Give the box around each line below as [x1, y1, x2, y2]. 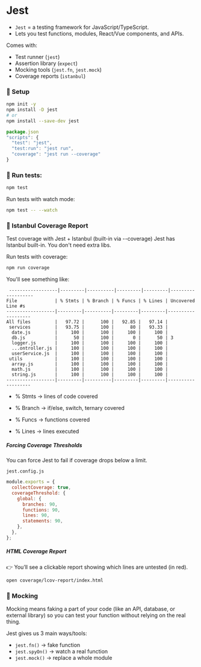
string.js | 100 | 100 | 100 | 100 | [11, 371, 169, 378]
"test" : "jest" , [11, 140, 52, 146]
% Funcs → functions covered [14, 416, 90, 423]
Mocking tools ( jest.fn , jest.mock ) [14, 66, 102, 73]
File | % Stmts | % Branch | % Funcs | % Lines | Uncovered [6, 298, 196, 304]
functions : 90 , [22, 507, 61, 513]
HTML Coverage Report [6, 548, 67, 555]
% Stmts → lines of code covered [14, 392, 98, 400]
